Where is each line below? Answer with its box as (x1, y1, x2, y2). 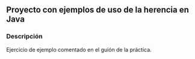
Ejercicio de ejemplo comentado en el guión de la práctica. (6, 46, 152, 53)
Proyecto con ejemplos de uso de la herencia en (6, 5, 190, 15)
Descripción (6, 33, 43, 41)
